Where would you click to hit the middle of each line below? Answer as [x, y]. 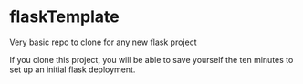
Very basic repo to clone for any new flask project [103, 42]
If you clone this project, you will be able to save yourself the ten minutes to [151, 59]
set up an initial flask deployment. [73, 69]
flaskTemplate [65, 17]
